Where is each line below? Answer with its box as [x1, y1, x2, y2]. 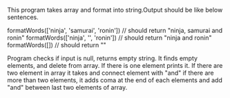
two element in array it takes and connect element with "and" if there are [7, 69, 214, 77]
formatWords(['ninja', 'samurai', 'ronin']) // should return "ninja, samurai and [7, 27, 223, 34]
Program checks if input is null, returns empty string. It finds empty [7, 54, 198, 62]
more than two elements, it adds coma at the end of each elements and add [7, 76, 222, 84]
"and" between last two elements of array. [7, 84, 128, 91]
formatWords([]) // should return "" [7, 41, 107, 49]
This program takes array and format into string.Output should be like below [7, 6, 223, 14]
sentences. [7, 13, 39, 21]
